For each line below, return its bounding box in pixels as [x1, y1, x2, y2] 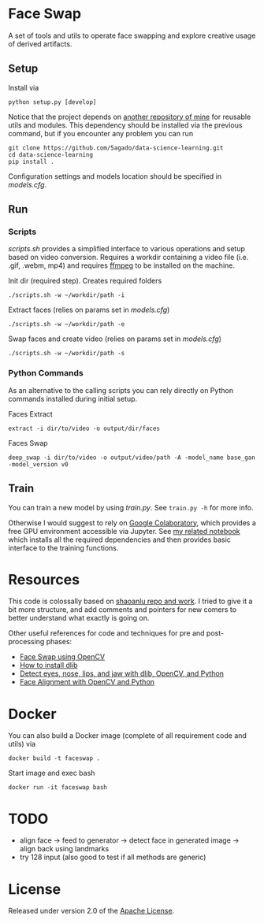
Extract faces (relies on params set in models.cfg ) [8, 305, 170, 315]
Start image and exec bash [8, 769, 95, 778]
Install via [8, 83, 39, 92]
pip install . [8, 158, 55, 165]
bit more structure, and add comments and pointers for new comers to [8, 605, 237, 614]
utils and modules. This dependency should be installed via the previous [8, 120, 243, 130]
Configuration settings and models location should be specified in [8, 171, 222, 181]
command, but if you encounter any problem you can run [8, 128, 194, 138]
